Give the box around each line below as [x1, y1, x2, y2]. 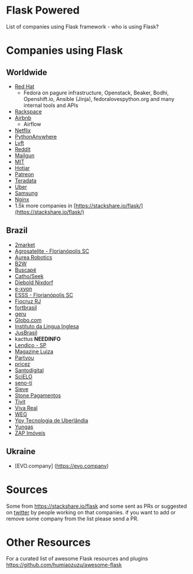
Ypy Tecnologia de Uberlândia [14, 417, 89, 424]
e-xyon [14, 285, 32, 292]
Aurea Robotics [14, 253, 53, 260]
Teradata [14, 177, 37, 184]
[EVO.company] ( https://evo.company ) [14, 462, 109, 469]
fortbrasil [14, 304, 37, 311]
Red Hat [14, 83, 35, 90]
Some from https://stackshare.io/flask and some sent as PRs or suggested [6, 503, 187, 510]
